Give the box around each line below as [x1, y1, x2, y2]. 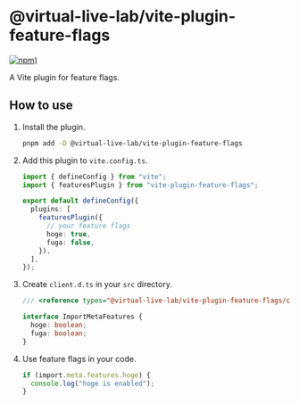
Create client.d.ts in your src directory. [21, 279, 172, 290]
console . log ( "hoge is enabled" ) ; [30, 379, 155, 388]
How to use [9, 98, 73, 113]
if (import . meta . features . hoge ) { [21, 370, 151, 380]
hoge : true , [46, 229, 91, 238]
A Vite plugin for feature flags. [9, 71, 120, 82]
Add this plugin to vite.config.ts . [21, 154, 148, 166]
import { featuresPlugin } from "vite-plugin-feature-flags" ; [21, 180, 259, 189]
